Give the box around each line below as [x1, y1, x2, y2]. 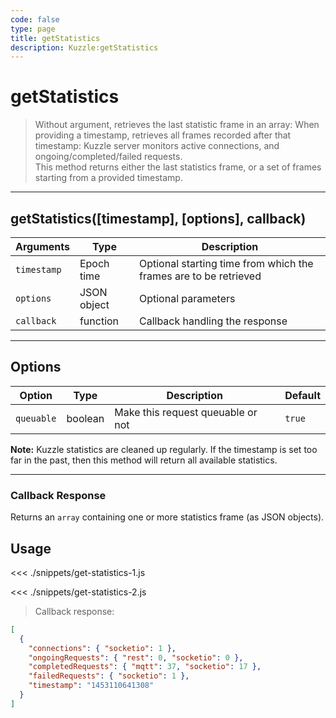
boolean [66, 411, 105, 425]
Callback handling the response [138, 314, 288, 328]
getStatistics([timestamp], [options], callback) [10, 210, 307, 227]
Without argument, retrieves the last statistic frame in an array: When [34, 119, 320, 131]
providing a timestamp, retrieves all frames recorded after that [34, 129, 292, 141]
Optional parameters [138, 292, 236, 305]
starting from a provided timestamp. [34, 172, 183, 184]
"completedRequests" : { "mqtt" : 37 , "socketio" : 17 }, [28, 662, 262, 672]
